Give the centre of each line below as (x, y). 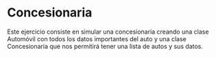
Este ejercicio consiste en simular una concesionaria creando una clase (108, 32)
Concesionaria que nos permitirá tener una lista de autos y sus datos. (105, 46)
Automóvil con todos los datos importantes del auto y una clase (97, 38)
